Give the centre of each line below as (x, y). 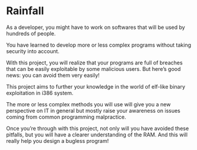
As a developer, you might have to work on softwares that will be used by (96, 27)
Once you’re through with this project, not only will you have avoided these (98, 128)
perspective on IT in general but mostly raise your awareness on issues (93, 110)
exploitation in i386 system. (40, 93)
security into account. (33, 51)
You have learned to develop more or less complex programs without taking (99, 45)
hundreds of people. (31, 33)
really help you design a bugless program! (58, 141)
